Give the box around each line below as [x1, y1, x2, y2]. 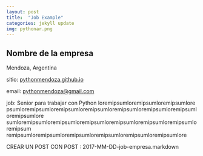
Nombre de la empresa [6, 48, 94, 58]
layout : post [6, 8, 39, 15]
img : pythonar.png [6, 25, 53, 32]
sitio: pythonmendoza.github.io [6, 76, 84, 83]
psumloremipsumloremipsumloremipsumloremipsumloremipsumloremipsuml [6, 106, 197, 113]
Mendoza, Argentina [6, 64, 58, 71]
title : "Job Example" [6, 15, 64, 21]
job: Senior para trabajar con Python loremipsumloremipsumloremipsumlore [6, 99, 196, 106]
